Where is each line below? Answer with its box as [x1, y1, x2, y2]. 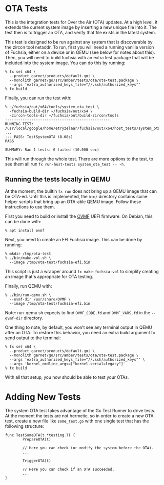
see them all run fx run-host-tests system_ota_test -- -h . [5, 161, 125, 167]
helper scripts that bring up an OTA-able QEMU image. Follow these [5, 199, 142, 205]
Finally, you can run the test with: [5, 95, 72, 101]
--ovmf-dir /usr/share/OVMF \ [9, 297, 71, 301]
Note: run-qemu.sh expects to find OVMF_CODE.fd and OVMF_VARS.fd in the [5, 309, 150, 316]
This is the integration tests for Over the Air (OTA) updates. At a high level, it [5, 19, 158, 25]
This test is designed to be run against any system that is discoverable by [5, 39, 153, 45]
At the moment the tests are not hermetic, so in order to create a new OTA [5, 413, 154, 418]
